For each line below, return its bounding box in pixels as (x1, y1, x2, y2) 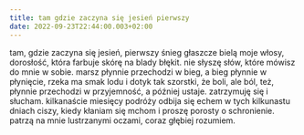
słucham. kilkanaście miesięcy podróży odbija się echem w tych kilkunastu (9, 95, 290, 106)
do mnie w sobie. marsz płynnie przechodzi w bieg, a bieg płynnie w (9, 66, 267, 78)
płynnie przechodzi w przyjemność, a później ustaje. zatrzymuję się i (9, 86, 268, 97)
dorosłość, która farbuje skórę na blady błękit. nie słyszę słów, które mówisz (9, 57, 296, 67)
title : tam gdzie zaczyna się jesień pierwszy (9, 13, 190, 23)
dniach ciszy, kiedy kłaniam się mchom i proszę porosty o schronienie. (9, 105, 276, 116)
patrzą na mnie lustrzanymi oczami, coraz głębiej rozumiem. (9, 115, 236, 126)
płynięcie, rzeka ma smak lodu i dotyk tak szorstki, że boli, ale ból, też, (9, 76, 275, 87)
